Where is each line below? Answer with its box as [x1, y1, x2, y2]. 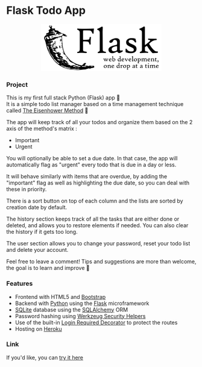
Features [6, 280, 33, 288]
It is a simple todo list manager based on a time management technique [6, 101, 184, 108]
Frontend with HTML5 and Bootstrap [14, 293, 106, 300]
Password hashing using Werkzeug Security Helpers [14, 312, 146, 319]
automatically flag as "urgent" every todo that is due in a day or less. [6, 161, 177, 169]
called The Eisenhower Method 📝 [6, 107, 89, 114]
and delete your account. [6, 246, 69, 254]
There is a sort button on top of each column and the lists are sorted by [6, 197, 183, 205]
